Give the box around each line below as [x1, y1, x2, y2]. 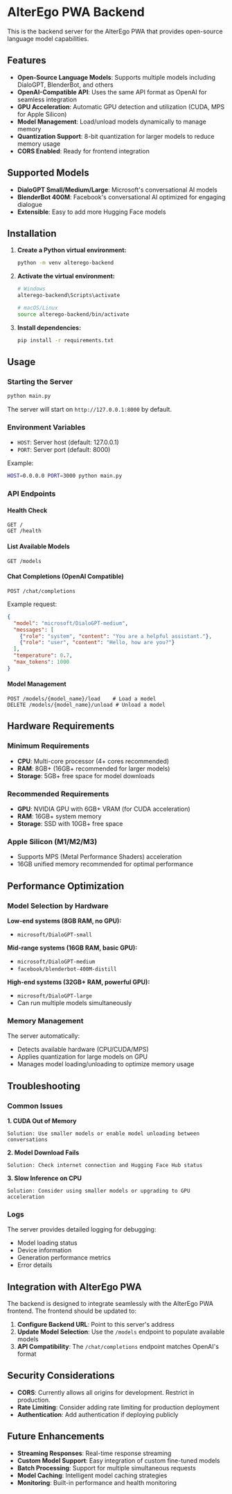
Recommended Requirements [7, 789, 109, 798]
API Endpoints [7, 489, 56, 498]
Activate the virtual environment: [17, 272, 116, 280]
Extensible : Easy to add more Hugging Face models [17, 208, 166, 216]
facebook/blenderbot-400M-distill [17, 966, 117, 973]
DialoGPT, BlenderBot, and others [17, 81, 114, 89]
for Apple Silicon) [17, 110, 67, 118]
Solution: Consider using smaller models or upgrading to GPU [7, 1187, 190, 1194]
